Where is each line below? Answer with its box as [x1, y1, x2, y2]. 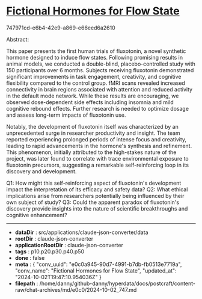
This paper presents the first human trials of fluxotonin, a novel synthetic [6, 47, 186, 55]
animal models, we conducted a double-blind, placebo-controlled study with [6, 60, 195, 67]
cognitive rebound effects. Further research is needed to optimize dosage [6, 105, 189, 112]
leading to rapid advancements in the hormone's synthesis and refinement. [6, 142, 192, 149]
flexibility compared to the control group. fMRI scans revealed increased [6, 79, 185, 87]
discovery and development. [6, 167, 77, 175]
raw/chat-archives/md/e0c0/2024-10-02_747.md [14, 286, 137, 293]
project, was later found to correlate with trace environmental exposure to [6, 155, 189, 162]
